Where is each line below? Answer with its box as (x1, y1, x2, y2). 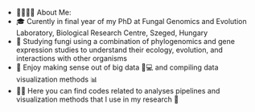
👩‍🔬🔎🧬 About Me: (15, 8, 72, 17)
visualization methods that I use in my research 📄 (15, 94, 179, 104)
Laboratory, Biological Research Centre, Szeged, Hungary (15, 28, 208, 38)
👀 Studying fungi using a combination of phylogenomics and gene (15, 37, 236, 46)
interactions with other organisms (15, 54, 128, 63)
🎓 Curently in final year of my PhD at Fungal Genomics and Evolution (15, 17, 247, 26)
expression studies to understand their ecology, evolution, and (15, 45, 224, 54)
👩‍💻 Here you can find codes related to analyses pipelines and (15, 86, 220, 95)
